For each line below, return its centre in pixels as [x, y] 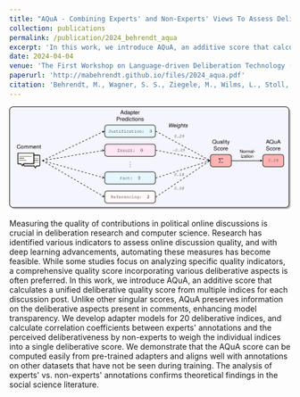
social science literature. [54, 385]
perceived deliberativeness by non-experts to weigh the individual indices [145, 337]
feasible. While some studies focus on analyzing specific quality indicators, [147, 261]
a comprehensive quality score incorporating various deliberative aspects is [149, 271]
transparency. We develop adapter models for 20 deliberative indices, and [146, 318]
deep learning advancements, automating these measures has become [140, 252]
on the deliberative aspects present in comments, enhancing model [133, 309]
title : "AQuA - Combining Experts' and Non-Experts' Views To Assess [142, 19]
